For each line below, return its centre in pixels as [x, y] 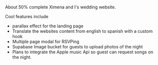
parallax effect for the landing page [48, 26]
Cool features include [27, 16]
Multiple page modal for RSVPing [46, 42]
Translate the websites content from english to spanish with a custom [82, 31]
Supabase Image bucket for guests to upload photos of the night [78, 47]
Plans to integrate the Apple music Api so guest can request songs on [83, 52]
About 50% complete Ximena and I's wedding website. [61, 7]
